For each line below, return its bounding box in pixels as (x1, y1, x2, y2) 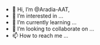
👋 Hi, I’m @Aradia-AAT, (12, 6, 70, 13)
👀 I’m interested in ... (12, 12, 64, 19)
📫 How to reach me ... (12, 32, 68, 39)
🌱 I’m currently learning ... (12, 19, 77, 26)
